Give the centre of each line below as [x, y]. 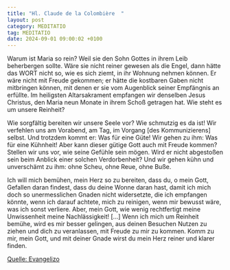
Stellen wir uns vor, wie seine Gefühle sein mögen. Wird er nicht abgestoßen [115, 153]
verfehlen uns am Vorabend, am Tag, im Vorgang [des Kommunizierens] [109, 131]
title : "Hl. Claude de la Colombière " [66, 13]
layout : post [26, 20]
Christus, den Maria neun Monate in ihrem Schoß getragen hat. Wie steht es [115, 102]
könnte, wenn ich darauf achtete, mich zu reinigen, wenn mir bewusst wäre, [114, 202]
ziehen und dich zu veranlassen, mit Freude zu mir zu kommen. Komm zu [111, 232]
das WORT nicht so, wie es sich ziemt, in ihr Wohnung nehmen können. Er [112, 74]
